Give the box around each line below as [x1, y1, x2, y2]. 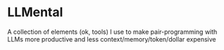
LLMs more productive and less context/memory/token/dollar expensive [7, 35, 216, 43]
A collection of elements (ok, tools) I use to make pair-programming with [7, 27, 218, 36]
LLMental [7, 4, 63, 20]
